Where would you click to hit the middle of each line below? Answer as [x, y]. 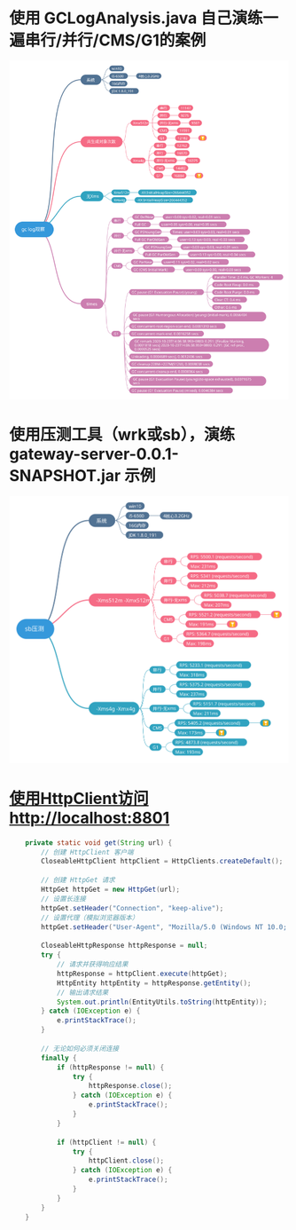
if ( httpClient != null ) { [106, 1142]
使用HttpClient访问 [79, 798]
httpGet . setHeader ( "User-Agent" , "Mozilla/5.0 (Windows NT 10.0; [164, 927]
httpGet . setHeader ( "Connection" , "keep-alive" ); [132, 908]
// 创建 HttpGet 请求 [78, 880]
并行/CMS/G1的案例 [134, 40]
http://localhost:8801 [90, 818]
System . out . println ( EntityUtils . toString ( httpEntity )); [162, 1002]
